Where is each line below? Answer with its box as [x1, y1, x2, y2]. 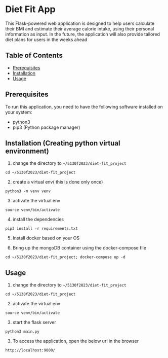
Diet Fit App [5, 4, 56, 15]
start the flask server [12, 319, 57, 326]
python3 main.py [5, 329, 39, 334]
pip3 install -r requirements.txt [5, 226, 78, 231]
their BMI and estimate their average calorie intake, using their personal [5, 25, 154, 31]
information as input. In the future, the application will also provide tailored [5, 31, 160, 37]
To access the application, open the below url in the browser [12, 338, 139, 344]
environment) [5, 147, 49, 155]
